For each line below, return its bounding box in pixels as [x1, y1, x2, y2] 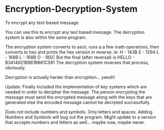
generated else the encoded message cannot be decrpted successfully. [5, 99, 151, 105]
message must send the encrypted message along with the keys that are [5, 94, 152, 100]
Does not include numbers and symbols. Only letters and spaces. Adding [5, 109, 153, 115]
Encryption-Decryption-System [5, 3, 138, 15]
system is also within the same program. [5, 34, 87, 40]
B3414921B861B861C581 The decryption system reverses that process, [5, 59, 149, 65]
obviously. [5, 65, 26, 71]
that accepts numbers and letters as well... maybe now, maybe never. [5, 119, 145, 125]
